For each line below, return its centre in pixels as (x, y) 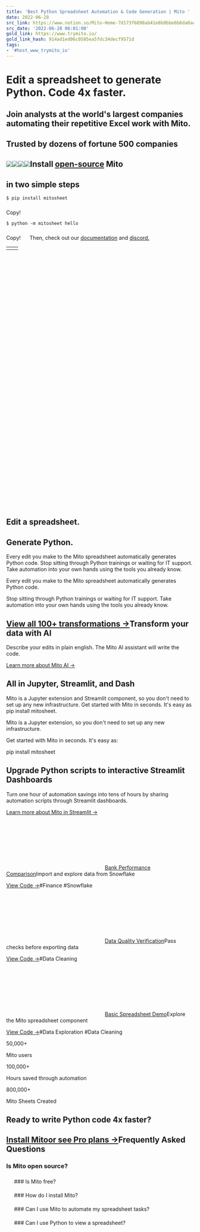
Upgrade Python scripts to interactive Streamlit (96, 770)
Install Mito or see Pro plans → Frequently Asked (96, 1140)
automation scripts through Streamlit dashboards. (67, 801)
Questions (26, 1149)
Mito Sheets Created (31, 1101)
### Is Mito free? (35, 1181)
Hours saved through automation (47, 1078)
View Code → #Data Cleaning (42, 958)
